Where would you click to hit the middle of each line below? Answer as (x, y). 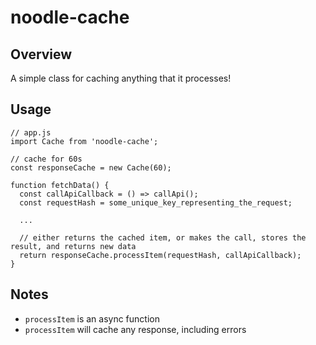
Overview (41, 54)
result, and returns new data (73, 246)
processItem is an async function (92, 318)
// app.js (31, 132)
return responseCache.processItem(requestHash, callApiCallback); (160, 255)
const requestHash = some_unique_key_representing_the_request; (156, 202)
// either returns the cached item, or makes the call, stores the (163, 237)
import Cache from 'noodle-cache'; (84, 141)
